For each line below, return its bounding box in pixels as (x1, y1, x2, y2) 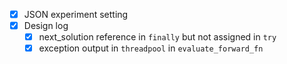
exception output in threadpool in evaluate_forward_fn (38, 42, 264, 54)
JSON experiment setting (23, 9, 129, 20)
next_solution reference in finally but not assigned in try (38, 31, 277, 43)
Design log (23, 20, 69, 32)
